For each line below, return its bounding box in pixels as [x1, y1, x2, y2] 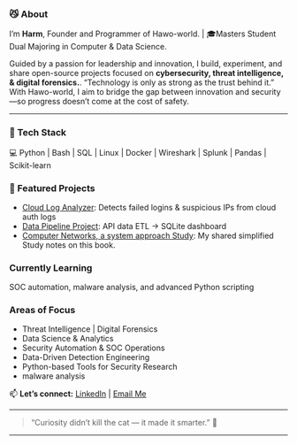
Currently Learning [9, 261, 93, 273]
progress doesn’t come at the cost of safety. [27, 96, 190, 107]
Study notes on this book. [21, 239, 116, 250]
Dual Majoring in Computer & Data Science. [9, 42, 167, 52]
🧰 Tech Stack [9, 127, 67, 139]
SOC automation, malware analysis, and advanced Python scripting [9, 282, 255, 293]
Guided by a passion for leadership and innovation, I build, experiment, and [9, 58, 283, 69]
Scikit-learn [9, 159, 51, 171]
